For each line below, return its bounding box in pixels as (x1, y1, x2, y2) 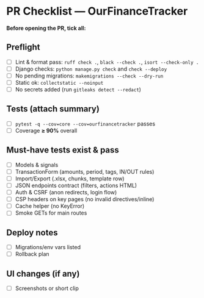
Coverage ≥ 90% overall (15, 127, 78, 134)
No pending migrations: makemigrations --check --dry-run (15, 72, 164, 79)
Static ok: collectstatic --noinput (15, 79, 104, 86)
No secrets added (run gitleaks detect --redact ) (15, 86, 142, 93)
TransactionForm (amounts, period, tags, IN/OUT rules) (15, 168, 155, 175)
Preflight (6, 42, 40, 52)
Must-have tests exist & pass (6, 145, 119, 155)
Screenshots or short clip (15, 285, 79, 292)
